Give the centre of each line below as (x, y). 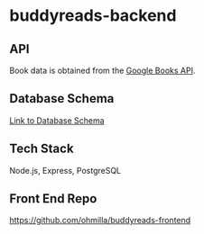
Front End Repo (53, 199)
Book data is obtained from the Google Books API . (102, 70)
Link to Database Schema (57, 120)
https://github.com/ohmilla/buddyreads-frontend (100, 220)
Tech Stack (42, 149)
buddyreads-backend (93, 16)
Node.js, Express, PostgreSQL (65, 170)
